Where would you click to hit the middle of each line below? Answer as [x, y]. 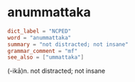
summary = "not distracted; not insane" [68, 44]
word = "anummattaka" [39, 37]
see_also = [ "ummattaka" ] [45, 57]
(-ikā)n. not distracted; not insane [56, 71]
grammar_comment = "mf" [43, 51]
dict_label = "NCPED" [39, 31]
